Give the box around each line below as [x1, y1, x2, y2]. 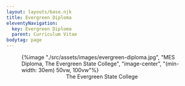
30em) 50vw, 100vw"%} [38, 67, 99, 73]
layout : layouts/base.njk [6, 8, 72, 15]
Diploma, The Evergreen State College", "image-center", [21, 60, 162, 67]
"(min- [163, 60, 180, 67]
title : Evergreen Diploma [6, 15, 72, 21]
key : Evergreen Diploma [12, 25, 72, 32]
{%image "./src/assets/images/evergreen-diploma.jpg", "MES [21, 54, 175, 61]
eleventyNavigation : [6, 20, 59, 26]
